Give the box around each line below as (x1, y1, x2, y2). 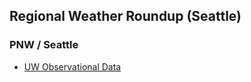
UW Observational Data (23, 60, 122, 73)
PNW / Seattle (9, 38, 79, 52)
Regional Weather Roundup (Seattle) (9, 8, 242, 25)
